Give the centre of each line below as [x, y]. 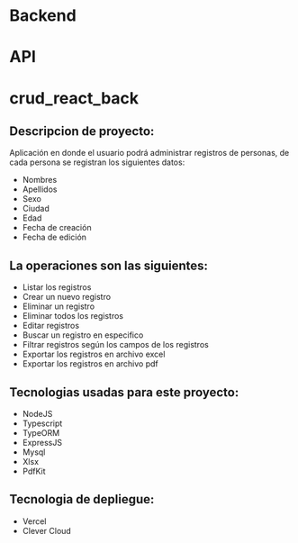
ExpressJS [42, 443]
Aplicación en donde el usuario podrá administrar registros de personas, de [149, 153]
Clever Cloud [47, 530]
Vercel [34, 521]
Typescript [42, 423]
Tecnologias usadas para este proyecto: [124, 392]
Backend [43, 16]
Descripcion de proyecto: [82, 131]
